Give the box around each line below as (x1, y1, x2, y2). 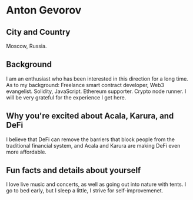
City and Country (6, 27, 71, 37)
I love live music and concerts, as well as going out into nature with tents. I (6, 181, 187, 188)
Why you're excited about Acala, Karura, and (6, 111, 174, 121)
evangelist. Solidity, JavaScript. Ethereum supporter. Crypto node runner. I (6, 88, 187, 95)
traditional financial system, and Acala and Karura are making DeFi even (6, 142, 181, 149)
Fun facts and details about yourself (6, 165, 141, 175)
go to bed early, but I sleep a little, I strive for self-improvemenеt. (6, 187, 164, 194)
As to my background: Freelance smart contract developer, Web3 (6, 81, 165, 88)
